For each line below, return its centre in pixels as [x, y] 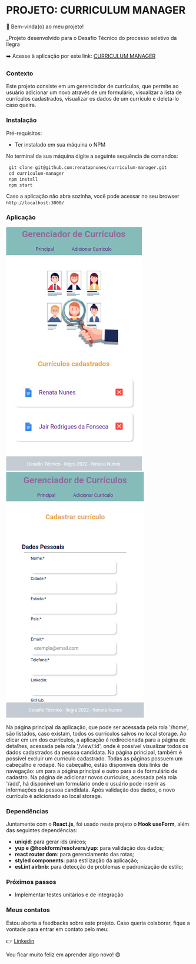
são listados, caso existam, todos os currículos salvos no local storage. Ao [96, 733]
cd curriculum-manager [36, 173]
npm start [21, 185]
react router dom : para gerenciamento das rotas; [74, 855]
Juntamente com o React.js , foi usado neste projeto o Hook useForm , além [98, 824]
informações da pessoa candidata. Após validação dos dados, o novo [91, 790]
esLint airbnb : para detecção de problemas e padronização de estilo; [99, 867]
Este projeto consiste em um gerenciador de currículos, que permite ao [92, 87]
